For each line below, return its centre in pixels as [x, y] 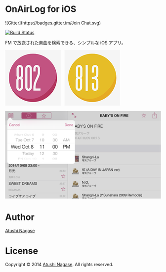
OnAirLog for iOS [41, 9]
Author [20, 217]
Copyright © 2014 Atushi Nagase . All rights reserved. [59, 265]
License [22, 251]
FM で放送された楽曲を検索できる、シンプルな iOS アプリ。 [65, 43]
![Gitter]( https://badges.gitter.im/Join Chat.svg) [53, 23]
